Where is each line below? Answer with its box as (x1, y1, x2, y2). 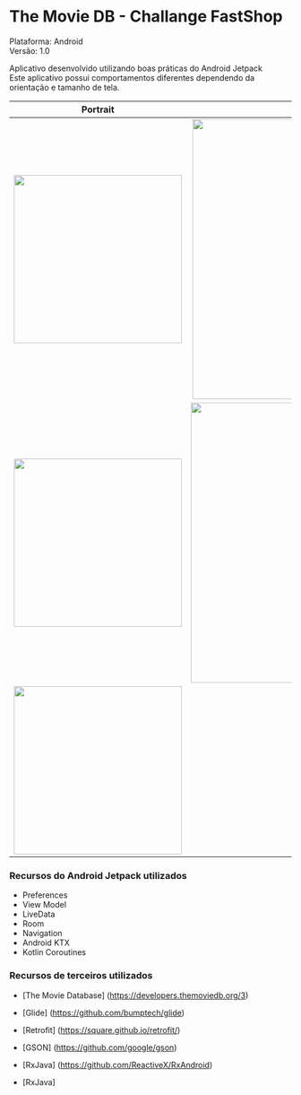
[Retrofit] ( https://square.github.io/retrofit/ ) (21, 1024, 181, 1035)
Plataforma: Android (9, 36, 83, 47)
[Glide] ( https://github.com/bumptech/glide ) (21, 1007, 185, 1018)
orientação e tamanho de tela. (9, 82, 120, 92)
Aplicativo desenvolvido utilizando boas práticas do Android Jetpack (9, 63, 262, 74)
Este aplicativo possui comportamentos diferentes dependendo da (9, 72, 255, 83)
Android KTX (21, 937, 70, 948)
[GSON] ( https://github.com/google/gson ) (21, 1042, 177, 1053)
